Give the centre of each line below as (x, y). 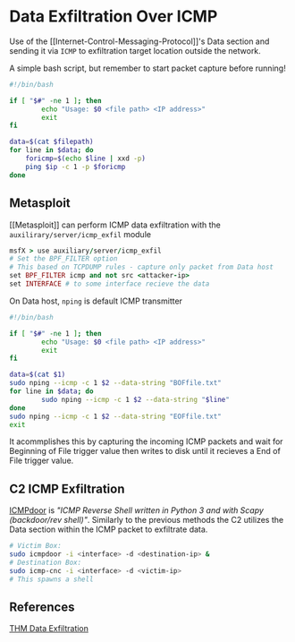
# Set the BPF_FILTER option (63, 259)
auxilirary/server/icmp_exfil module (80, 234)
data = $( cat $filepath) (51, 142)
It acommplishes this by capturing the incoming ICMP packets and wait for (146, 441)
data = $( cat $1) (38, 375)
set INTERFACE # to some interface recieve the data (110, 284)
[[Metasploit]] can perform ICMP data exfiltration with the (115, 225)
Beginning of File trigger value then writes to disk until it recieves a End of (145, 451)
